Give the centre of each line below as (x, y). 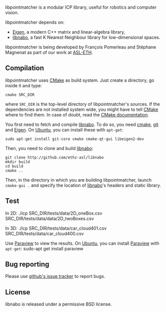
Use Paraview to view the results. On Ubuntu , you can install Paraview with (82, 243)
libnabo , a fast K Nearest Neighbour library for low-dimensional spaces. (86, 37)
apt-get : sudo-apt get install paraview (44, 248)
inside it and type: (24, 85)
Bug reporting (27, 265)
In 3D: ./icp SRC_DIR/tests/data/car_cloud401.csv (56, 228)
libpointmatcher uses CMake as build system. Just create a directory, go (80, 80)
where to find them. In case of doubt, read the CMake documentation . (77, 114)
